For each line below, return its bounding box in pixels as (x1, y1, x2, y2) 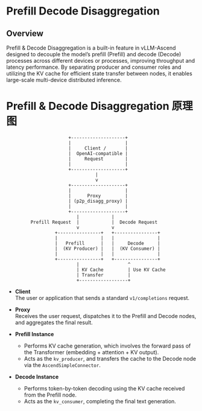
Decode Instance (14, 373, 59, 380)
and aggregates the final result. (14, 319, 93, 326)
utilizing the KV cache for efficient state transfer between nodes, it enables (6, 70, 193, 77)
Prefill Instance (14, 330, 54, 337)
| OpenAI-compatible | (68, 150, 128, 156)
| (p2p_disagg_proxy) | (68, 198, 128, 204)
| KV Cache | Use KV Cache (76, 267, 166, 273)
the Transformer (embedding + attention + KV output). (24, 348, 159, 355)
